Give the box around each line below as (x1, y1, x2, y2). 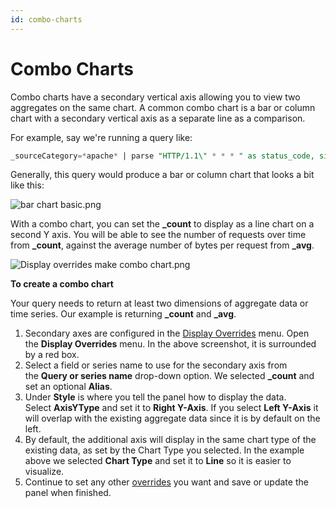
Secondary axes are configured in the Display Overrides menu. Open (24, 327, 310, 340)
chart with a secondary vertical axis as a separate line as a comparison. (10, 112, 306, 124)
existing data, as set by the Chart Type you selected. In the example (24, 444, 305, 456)
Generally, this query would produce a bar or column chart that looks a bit (10, 169, 315, 181)
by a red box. (24, 349, 80, 361)
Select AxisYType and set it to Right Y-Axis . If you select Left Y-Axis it (24, 402, 319, 414)
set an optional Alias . (24, 381, 113, 393)
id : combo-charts (10, 14, 83, 25)
